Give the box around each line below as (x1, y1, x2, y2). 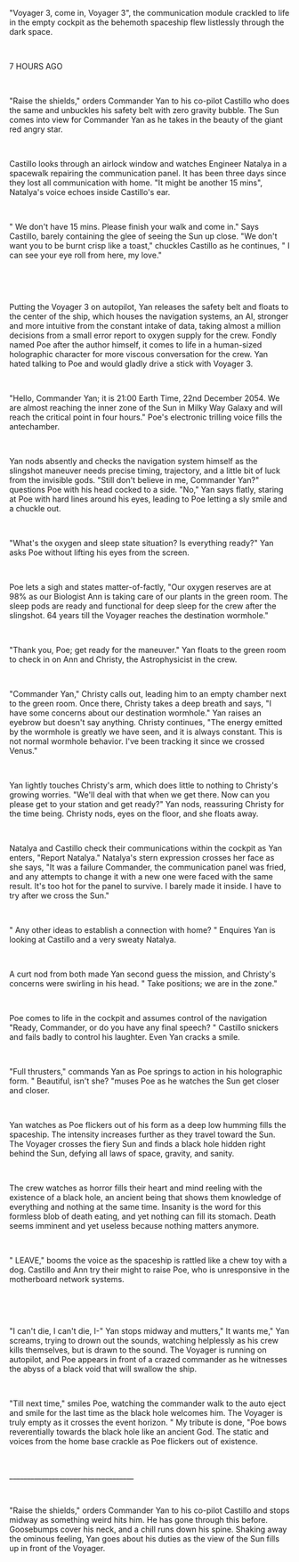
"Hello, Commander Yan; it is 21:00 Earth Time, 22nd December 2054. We (9, 393, 280, 404)
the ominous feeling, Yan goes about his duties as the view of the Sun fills (9, 1533, 280, 1544)
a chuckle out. (9, 503, 61, 513)
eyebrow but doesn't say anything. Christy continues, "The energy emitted (9, 717, 283, 727)
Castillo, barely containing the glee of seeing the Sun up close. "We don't (9, 231, 278, 241)
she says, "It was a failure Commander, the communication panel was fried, (9, 862, 287, 872)
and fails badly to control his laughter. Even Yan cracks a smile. (9, 1032, 240, 1042)
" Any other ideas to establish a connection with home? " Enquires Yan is (9, 925, 276, 935)
